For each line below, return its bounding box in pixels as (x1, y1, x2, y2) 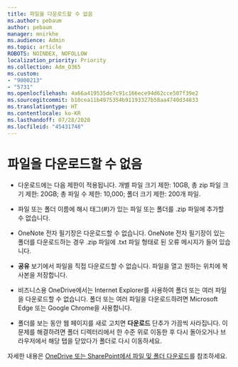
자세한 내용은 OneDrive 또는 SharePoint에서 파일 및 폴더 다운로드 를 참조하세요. (7, 352, 228, 361)
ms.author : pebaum (7, 17, 62, 24)
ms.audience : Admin (7, 37, 65, 44)
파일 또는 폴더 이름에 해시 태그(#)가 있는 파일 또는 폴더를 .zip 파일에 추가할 (17, 205, 225, 214)
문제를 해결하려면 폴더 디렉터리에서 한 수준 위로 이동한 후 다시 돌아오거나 (17, 328, 219, 336)
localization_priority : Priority (7, 57, 107, 64)
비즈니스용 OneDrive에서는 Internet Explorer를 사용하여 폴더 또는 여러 (17, 286, 214, 294)
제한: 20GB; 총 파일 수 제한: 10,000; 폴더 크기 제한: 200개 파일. (25, 190, 201, 198)
